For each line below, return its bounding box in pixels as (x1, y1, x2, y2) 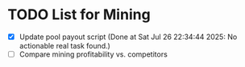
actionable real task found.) (19, 41, 110, 50)
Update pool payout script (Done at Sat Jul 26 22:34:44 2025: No (19, 32, 238, 41)
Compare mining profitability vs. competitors (19, 49, 168, 59)
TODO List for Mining (7, 6, 151, 24)
